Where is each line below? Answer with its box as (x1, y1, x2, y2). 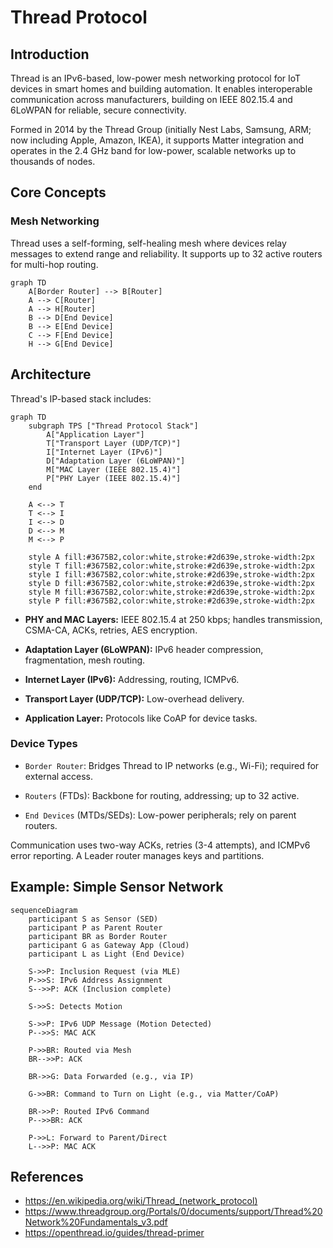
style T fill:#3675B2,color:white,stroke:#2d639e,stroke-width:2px (28, 561, 315, 571)
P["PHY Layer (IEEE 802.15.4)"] (46, 473, 182, 483)
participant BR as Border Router (28, 931, 168, 941)
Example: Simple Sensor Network (10, 879, 224, 896)
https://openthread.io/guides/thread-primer (24, 1227, 205, 1239)
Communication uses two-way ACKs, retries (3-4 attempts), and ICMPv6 (10, 839, 311, 851)
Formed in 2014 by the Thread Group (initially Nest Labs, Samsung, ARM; (10, 124, 312, 135)
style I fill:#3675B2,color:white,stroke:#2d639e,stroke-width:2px (28, 569, 315, 580)
